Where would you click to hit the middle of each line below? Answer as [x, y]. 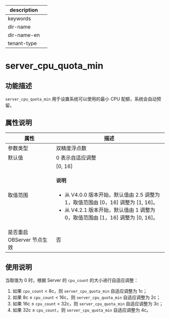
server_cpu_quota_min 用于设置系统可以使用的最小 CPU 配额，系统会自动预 [83, 99]
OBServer [19, 240]
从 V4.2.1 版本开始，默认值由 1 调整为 [110, 210]
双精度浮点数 [71, 148]
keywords [19, 19]
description [24, 10]
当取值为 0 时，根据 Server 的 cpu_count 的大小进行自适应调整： [72, 280]
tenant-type [22, 43]
